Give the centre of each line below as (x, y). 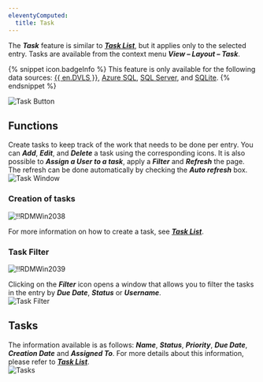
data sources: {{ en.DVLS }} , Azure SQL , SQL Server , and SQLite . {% (119, 77)
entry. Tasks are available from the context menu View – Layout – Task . (124, 54)
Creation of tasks (42, 199)
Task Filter (29, 252)
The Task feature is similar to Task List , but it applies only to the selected (127, 45)
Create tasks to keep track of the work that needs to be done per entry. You (131, 145)
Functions (33, 126)
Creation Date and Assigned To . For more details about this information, (126, 353)
